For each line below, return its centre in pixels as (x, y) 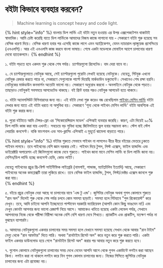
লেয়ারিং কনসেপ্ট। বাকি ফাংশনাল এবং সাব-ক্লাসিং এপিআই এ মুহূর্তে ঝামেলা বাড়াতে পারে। (65, 131)
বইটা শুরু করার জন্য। (20, 110)
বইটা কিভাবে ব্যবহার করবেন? (44, 9)
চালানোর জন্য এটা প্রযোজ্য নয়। (26, 261)
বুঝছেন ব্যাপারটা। (17, 220)
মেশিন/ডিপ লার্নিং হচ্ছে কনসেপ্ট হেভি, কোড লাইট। (40, 157)
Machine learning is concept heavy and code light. (67, 23)
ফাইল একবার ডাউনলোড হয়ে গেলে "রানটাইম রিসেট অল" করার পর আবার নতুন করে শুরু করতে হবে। (73, 240)
